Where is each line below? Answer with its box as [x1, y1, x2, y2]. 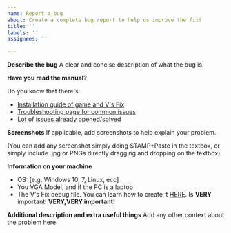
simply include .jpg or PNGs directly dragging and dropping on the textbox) [7, 149, 221, 157]
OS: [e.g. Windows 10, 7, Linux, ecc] [17, 176, 119, 184]
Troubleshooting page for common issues [17, 108, 137, 116]
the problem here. [7, 218, 58, 227]
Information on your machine [7, 162, 92, 170]
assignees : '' [7, 36, 48, 43]
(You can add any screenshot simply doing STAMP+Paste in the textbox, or [7, 142, 221, 150]
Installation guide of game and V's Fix [17, 100, 125, 109]
